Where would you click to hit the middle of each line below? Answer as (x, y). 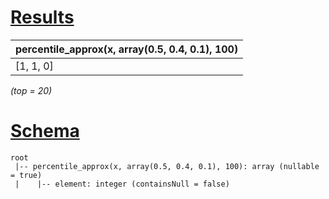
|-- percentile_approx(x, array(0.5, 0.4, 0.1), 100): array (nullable (167, 166)
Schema (45, 131)
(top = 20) (31, 90)
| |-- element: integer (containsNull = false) (122, 184)
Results (42, 17)
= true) (26, 175)
